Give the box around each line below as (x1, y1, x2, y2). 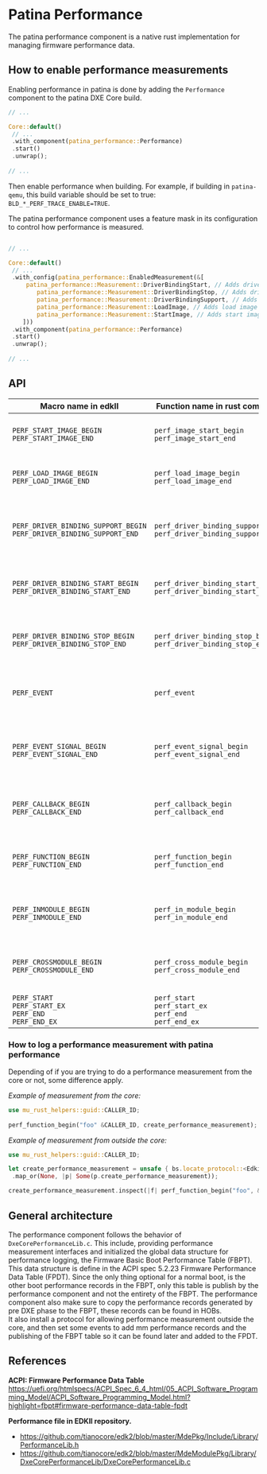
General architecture (8, 1208, 113, 1222)
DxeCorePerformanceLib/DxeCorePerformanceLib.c (19, 1457, 191, 1466)
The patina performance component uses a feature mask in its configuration (8, 213, 258, 223)
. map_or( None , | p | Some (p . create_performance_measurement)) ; (11, 1173, 219, 1181)
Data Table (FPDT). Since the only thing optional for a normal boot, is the (8, 1272, 246, 1282)
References (8, 1354, 67, 1368)
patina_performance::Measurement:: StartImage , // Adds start (37, 310, 244, 319)
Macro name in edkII (40, 400, 119, 411)
